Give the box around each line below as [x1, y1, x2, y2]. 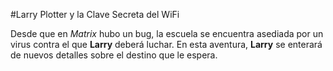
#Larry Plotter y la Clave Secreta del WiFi [10, 9, 180, 20]
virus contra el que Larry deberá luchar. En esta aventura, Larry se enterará [10, 39, 323, 50]
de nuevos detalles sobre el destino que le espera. [10, 49, 218, 61]
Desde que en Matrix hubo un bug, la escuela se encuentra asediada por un [10, 28, 324, 39]
